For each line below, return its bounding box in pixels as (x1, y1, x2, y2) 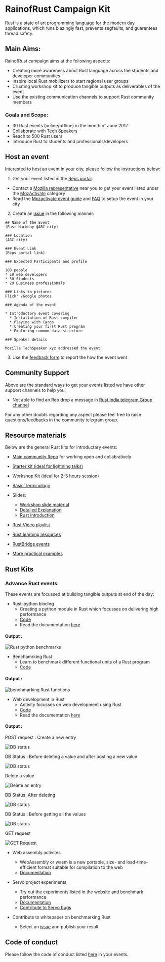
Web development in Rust (12, 696, 65, 702)
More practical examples (12, 551, 63, 557)
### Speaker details (5, 337, 48, 342)
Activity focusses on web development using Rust (19, 702, 122, 708)
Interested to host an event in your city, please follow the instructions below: (5, 166, 161, 172)
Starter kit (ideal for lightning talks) (12, 463, 83, 469)
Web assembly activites (12, 849, 61, 855)
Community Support (5, 369, 70, 377)
